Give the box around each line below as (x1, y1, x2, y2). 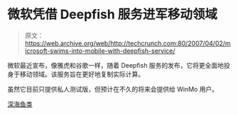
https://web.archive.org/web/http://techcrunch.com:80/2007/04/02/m (24, 39, 231, 47)
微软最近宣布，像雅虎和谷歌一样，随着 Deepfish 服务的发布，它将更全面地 (7, 61, 225, 69)
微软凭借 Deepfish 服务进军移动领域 (7, 6, 218, 23)
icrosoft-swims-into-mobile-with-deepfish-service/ (24, 47, 175, 55)
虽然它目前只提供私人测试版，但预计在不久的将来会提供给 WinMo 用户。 (7, 85, 219, 93)
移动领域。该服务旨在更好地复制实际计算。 (19, 70, 144, 78)
